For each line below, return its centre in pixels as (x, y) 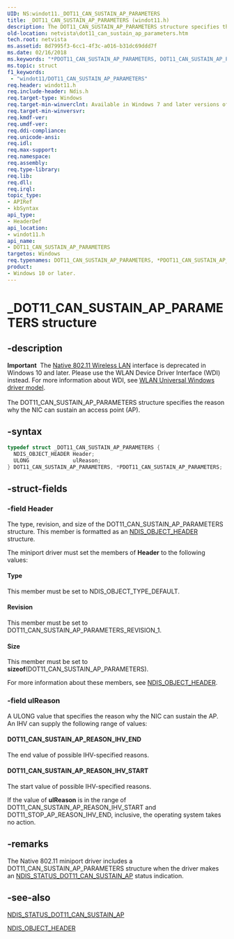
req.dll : (20, 182)
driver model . (26, 387)
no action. (22, 822)
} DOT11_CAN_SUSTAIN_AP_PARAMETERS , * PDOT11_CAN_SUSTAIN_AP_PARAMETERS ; (115, 467)
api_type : (22, 215)
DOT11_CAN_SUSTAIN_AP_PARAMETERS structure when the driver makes (113, 868)
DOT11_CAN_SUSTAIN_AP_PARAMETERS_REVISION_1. (85, 630)
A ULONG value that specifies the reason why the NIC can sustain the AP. (113, 716)
